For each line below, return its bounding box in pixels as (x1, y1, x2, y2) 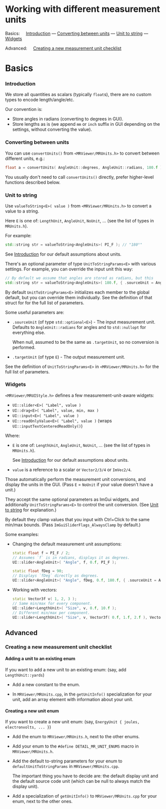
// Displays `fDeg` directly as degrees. (12, 573, 99, 578)
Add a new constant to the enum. (12, 681, 81, 687)
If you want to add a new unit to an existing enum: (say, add (5, 666, 126, 672)
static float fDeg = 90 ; (12, 569, 64, 574)
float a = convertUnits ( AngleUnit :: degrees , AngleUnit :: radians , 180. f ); (5, 165, 165, 170)
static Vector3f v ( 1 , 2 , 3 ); (12, 596, 77, 601)
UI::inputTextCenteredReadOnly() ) (12, 423, 83, 429)
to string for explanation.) (5, 507, 57, 513)
